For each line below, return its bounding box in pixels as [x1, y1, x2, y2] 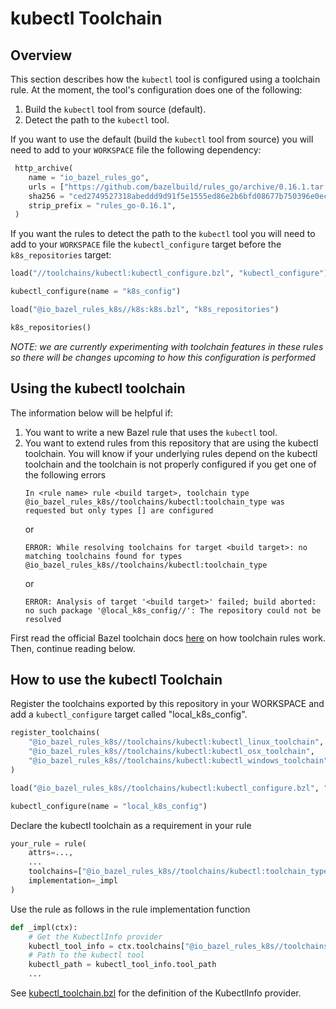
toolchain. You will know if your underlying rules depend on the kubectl [24, 447, 318, 459]
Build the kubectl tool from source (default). [24, 103, 207, 115]
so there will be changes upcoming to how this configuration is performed [10, 351, 316, 363]
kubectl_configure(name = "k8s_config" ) [10, 287, 182, 297]
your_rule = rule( [10, 838, 87, 849]
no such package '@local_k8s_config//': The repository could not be [24, 605, 322, 616]
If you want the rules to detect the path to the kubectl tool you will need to [10, 228, 316, 240]
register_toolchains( [10, 728, 101, 738]
